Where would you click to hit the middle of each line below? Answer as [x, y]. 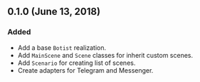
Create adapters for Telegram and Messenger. [85, 70]
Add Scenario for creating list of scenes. [77, 63]
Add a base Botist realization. [62, 47]
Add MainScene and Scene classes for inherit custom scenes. [105, 55]
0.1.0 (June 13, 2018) [54, 12]
